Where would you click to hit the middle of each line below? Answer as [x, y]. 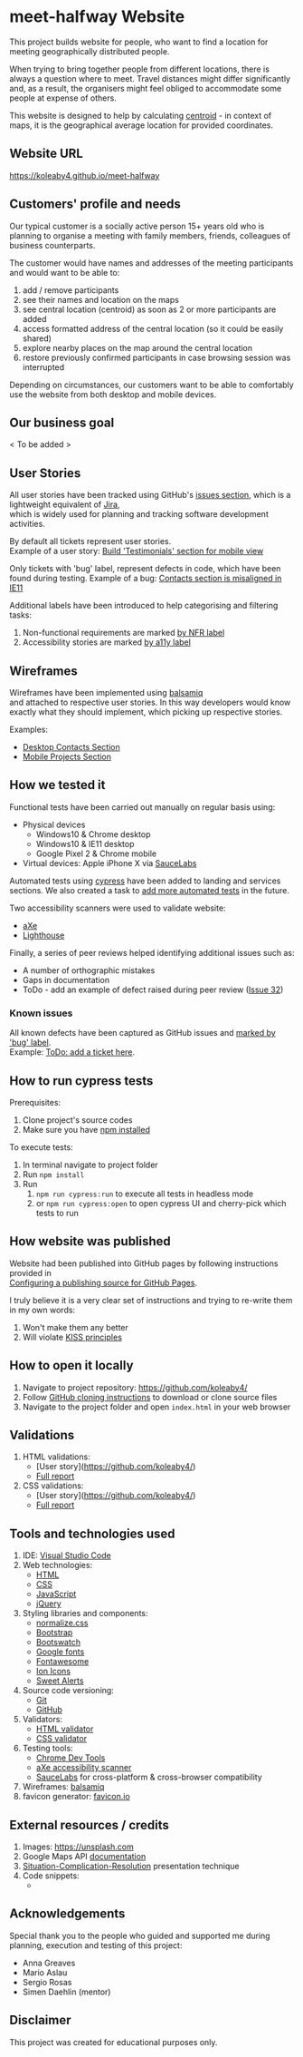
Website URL [46, 154]
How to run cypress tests [81, 1081]
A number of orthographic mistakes [89, 970]
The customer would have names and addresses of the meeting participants [151, 263]
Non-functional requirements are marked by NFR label [123, 633]
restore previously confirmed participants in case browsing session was [156, 357]
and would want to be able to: [65, 272]
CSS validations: [53, 1486]
